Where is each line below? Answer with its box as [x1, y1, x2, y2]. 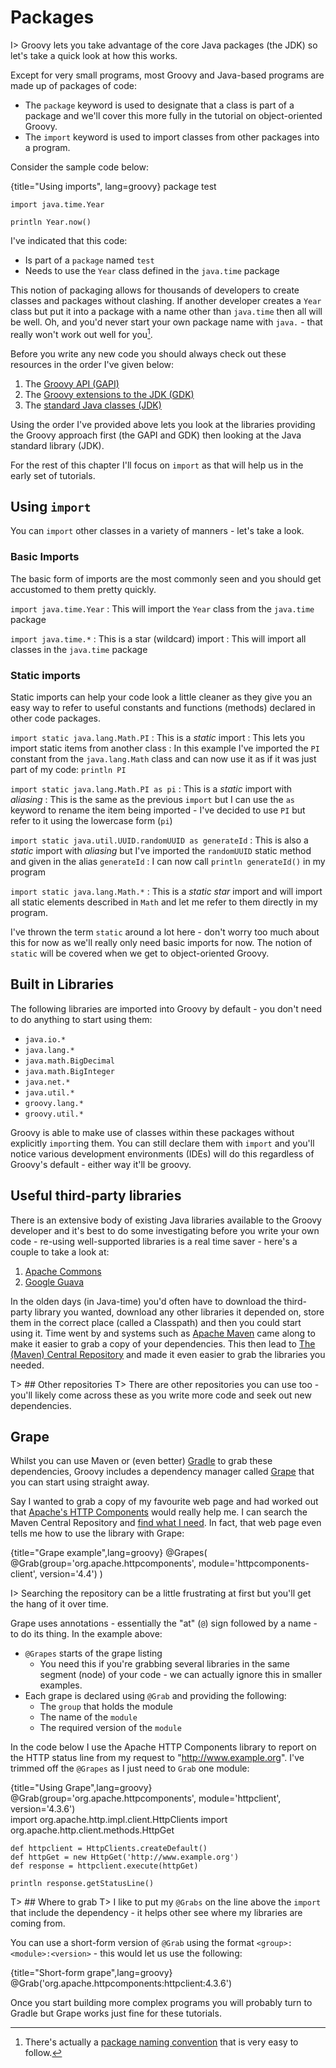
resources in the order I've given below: [10, 358, 175, 370]
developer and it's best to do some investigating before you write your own [10, 1224, 320, 1236]
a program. [24, 141, 71, 153]
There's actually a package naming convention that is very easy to [24, 2036, 299, 2048]
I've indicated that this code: [10, 234, 128, 246]
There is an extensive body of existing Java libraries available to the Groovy [10, 1214, 322, 1226]
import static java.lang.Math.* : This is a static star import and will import [10, 886, 323, 897]
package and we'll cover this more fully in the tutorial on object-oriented [24, 109, 323, 121]
